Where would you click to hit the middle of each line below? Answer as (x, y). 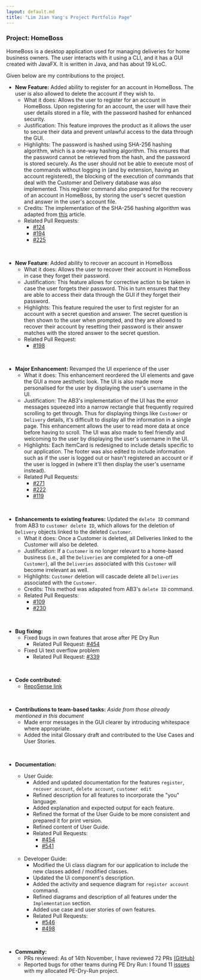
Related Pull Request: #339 (66, 656)
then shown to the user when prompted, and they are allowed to (103, 320)
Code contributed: (38, 680)
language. (45, 801)
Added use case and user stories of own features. (95, 909)
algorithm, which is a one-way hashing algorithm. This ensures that (106, 151)
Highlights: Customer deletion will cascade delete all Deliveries (101, 576)
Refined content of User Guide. (71, 827)
